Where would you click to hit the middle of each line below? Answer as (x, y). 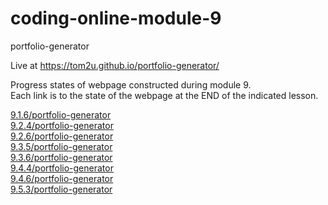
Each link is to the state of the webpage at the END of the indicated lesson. (164, 95)
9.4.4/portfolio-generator (62, 168)
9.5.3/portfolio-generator (61, 189)
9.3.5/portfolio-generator (61, 146)
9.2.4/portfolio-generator (62, 125)
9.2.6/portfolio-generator (62, 136)
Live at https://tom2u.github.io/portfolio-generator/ (115, 65)
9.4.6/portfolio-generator (62, 178)
